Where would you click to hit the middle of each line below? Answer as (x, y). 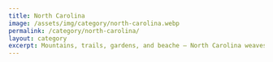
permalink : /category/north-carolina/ (74, 31)
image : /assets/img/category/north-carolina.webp (94, 23)
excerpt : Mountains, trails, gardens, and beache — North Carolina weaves (138, 46)
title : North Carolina (47, 16)
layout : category (38, 38)
